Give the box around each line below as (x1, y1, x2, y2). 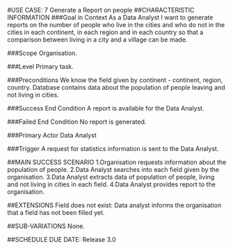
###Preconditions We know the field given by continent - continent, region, (7, 76, 223, 84)
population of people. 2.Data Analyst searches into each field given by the (7, 166, 220, 173)
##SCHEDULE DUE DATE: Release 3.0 (7, 236, 116, 243)
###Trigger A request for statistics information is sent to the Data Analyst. (7, 145, 219, 152)
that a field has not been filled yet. (7, 209, 105, 216)
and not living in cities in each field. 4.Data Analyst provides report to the (7, 180, 216, 188)
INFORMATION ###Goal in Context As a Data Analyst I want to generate (7, 13, 214, 22)
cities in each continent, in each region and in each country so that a (7, 28, 204, 36)
